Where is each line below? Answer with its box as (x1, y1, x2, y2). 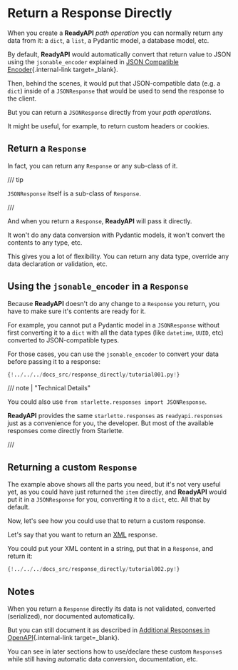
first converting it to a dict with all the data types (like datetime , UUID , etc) (7, 328, 224, 337)
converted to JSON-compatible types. (7, 335, 120, 344)
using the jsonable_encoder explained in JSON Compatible (7, 57, 180, 66)
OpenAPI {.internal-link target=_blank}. (7, 633, 120, 641)
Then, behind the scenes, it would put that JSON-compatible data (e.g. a (7, 78, 221, 87)
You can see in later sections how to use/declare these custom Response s (7, 647, 222, 656)
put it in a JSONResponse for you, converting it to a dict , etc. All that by (7, 495, 211, 504)
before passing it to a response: (7, 357, 101, 365)
